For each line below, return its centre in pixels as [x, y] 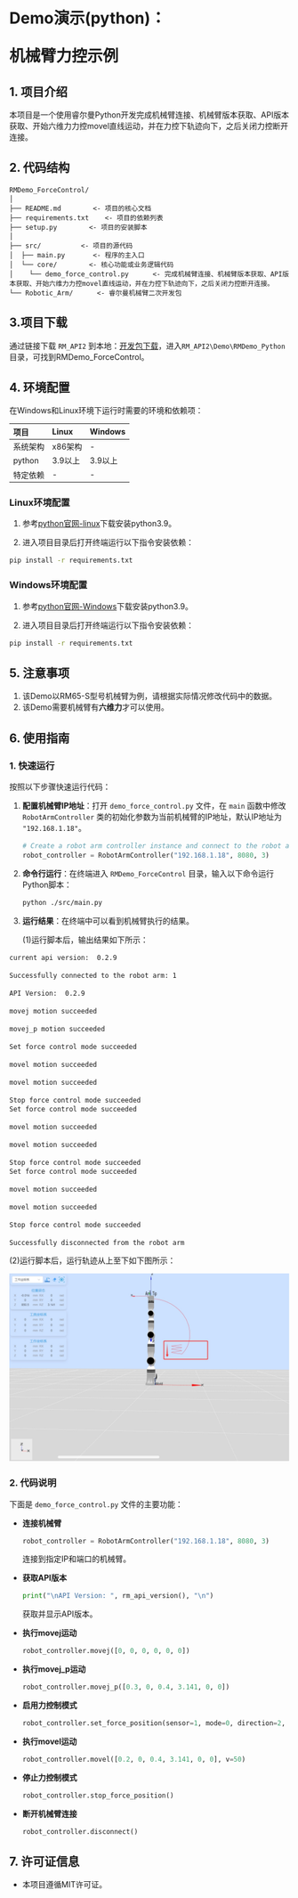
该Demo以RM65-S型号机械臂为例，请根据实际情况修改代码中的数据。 [149, 696]
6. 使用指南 [40, 738]
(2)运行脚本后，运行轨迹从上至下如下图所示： [93, 1260]
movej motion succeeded [53, 1011]
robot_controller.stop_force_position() [98, 1796]
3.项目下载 [39, 323]
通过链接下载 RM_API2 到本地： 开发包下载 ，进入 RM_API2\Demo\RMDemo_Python [148, 346]
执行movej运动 [49, 1633]
